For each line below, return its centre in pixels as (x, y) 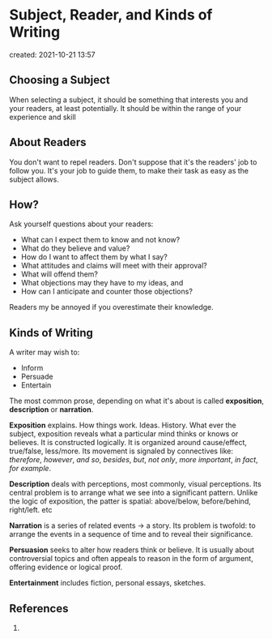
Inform (32, 368)
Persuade (37, 377)
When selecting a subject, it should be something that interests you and (129, 100)
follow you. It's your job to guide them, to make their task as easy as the (129, 170)
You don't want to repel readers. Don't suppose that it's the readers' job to (133, 162)
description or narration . (51, 410)
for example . (30, 469)
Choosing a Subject (59, 80)
